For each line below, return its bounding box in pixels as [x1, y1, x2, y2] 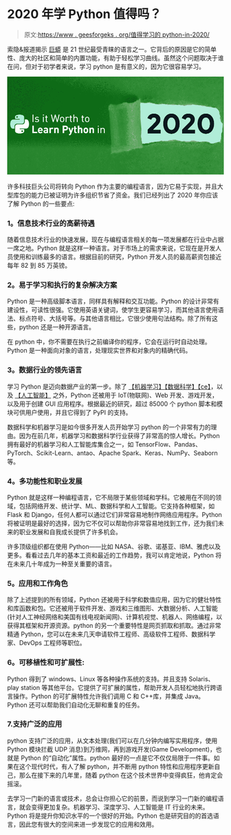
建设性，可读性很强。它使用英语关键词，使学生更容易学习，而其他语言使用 [7, 306, 218, 314]
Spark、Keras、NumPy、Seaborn [122, 449, 218, 457]
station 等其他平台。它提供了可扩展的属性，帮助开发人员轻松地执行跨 [20, 683, 217, 691]
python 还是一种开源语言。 [19, 323, 95, 331]
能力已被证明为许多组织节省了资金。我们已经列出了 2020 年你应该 [30, 190, 219, 199]
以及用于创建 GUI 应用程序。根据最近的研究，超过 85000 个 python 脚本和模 [7, 400, 223, 408]
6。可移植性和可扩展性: [7, 658, 85, 667]
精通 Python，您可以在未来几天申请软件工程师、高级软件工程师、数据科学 [7, 630, 216, 638]
